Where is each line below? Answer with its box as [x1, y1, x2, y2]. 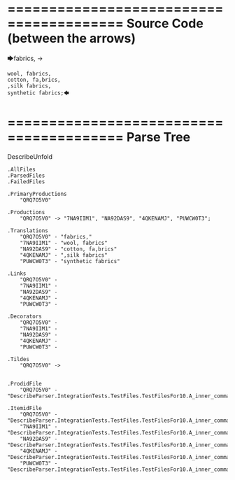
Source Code [126, 15, 204, 31]
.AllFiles [7, 166, 36, 173]
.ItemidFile [7, 404, 42, 411]
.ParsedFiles [7, 172, 45, 179]
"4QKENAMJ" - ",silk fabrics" [20, 251, 108, 259]
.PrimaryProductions [7, 190, 68, 197]
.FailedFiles [7, 178, 45, 185]
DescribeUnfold [7, 152, 53, 161]
